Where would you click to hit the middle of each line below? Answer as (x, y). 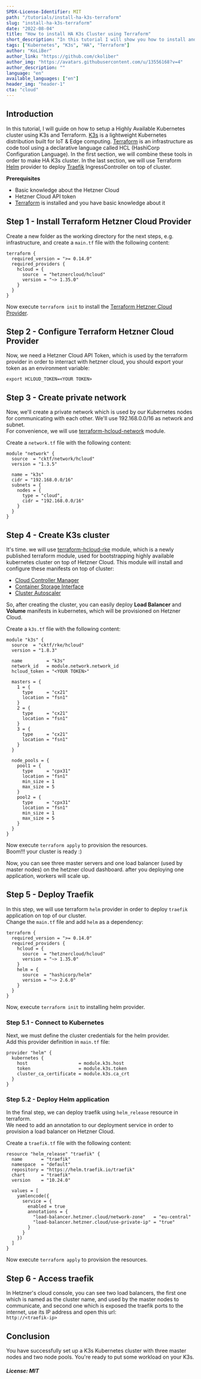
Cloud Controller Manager (47, 580)
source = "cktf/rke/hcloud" (48, 645)
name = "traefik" (41, 1160)
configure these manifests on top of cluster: (60, 568)
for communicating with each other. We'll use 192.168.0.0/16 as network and (100, 418)
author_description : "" (36, 67)
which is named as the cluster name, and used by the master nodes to (93, 1299)
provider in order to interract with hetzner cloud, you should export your (95, 362)
